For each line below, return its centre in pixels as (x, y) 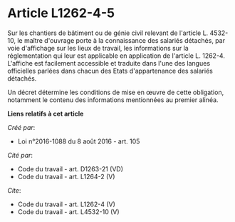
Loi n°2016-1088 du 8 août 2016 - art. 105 (79, 141)
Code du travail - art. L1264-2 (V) (66, 176)
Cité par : (20, 155)
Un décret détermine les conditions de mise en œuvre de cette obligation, (116, 92)
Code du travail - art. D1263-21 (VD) (70, 168)
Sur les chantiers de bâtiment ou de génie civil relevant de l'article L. (108, 33)
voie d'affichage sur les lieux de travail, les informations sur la (98, 48)
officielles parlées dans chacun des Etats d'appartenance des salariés (110, 71)
